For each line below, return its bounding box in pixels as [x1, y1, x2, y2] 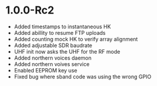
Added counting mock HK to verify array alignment [14, 35, 138, 42]
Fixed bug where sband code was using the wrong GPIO [14, 73, 152, 80]
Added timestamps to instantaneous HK [14, 23, 112, 30]
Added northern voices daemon [14, 54, 92, 61]
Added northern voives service [14, 60, 90, 68]
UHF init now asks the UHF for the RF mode [14, 48, 120, 55]
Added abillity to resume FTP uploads [14, 29, 106, 36]
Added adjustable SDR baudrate [14, 42, 93, 49]
